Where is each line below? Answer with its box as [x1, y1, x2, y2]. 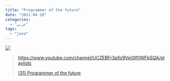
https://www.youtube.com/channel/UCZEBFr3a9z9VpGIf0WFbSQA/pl [17, 55, 165, 61]
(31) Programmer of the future [17, 70, 81, 76]
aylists [17, 60, 32, 66]
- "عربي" [10, 21, 29, 27]
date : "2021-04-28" [5, 12, 47, 17]
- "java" [10, 31, 29, 36]
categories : [5, 17, 31, 22]
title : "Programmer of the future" [5, 7, 81, 13]
